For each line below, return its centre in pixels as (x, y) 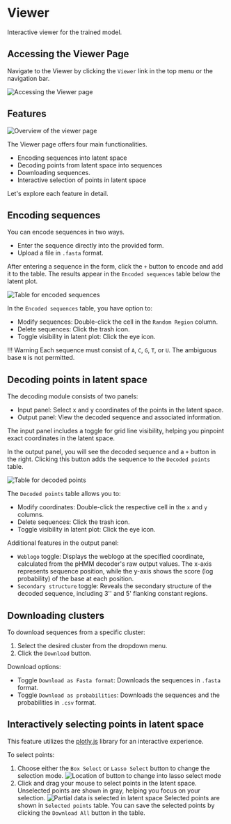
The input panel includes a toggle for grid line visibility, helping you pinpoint (115, 431)
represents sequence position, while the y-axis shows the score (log (115, 571)
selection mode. (40, 775)
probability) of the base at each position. (75, 579)
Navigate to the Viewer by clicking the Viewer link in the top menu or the (110, 70)
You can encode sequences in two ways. (66, 232)
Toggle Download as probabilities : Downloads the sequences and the (119, 695)
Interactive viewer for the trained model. (65, 32)
